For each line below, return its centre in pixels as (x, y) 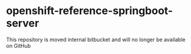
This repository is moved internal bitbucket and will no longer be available (96, 39)
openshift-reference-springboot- (90, 11)
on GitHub (19, 46)
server (23, 23)
